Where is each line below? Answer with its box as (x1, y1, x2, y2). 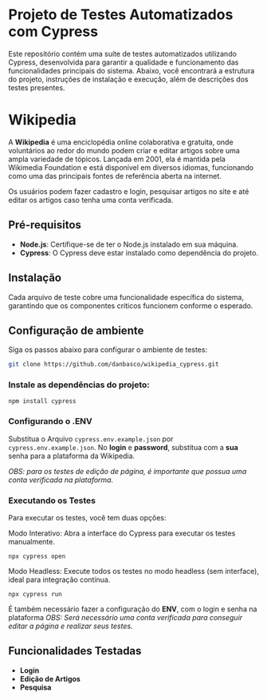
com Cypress (8, 22, 98, 41)
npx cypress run (8, 591, 62, 599)
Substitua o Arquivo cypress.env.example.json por (8, 433, 174, 444)
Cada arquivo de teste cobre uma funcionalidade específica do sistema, (8, 292, 245, 302)
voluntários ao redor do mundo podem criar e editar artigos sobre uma (8, 145, 241, 155)
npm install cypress (8, 397, 77, 405)
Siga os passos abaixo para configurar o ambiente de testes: (8, 345, 208, 354)
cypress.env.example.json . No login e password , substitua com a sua (8, 442, 239, 452)
